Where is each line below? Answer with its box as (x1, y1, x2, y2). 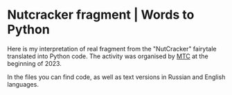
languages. (7, 80, 39, 88)
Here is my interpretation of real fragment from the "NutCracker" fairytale (7, 44, 217, 53)
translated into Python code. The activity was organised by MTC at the (7, 52, 209, 60)
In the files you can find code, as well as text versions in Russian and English (7, 73, 226, 81)
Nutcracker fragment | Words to (7, 7, 195, 23)
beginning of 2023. (7, 59, 62, 67)
